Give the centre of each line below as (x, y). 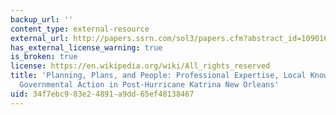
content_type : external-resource (80, 29)
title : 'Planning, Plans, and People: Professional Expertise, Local (158, 76)
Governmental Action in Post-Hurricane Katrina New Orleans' (149, 85)
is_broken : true (44, 57)
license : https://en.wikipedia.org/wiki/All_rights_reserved (140, 66)
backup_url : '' (42, 19)
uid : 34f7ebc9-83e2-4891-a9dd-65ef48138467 (102, 94)
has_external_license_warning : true (86, 47)
